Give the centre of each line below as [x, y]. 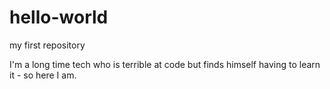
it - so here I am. [43, 75]
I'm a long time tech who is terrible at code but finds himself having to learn [165, 64]
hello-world [59, 17]
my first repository [47, 45]
